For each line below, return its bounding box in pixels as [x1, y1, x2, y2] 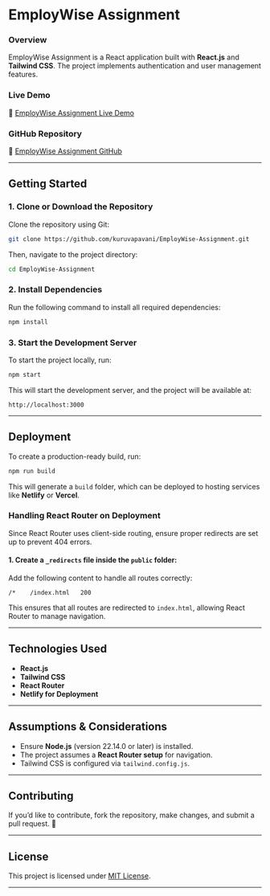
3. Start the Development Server [8, 337, 137, 348]
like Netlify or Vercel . [8, 490, 80, 500]
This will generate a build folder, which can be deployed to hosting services [8, 481, 260, 491]
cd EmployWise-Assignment [8, 265, 95, 273]
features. [8, 70, 39, 80]
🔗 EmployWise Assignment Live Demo [8, 108, 135, 117]
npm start [8, 370, 42, 378]
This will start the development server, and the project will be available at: [8, 385, 252, 395]
